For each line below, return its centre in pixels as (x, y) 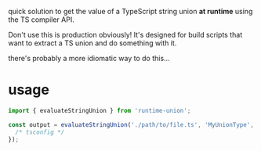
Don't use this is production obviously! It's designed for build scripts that (125, 35)
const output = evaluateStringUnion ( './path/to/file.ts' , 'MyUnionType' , (131, 124)
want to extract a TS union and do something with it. (92, 43)
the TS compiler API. (41, 20)
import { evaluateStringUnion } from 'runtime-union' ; (100, 110)
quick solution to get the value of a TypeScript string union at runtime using (130, 11)
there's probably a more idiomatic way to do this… (89, 58)
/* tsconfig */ (40, 132)
